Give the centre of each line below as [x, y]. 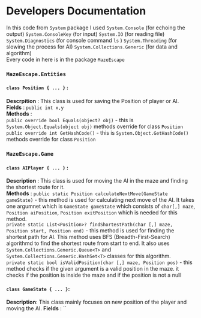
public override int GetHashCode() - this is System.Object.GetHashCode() [97, 133]
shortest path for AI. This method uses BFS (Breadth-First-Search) [88, 237]
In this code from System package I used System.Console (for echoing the [96, 28]
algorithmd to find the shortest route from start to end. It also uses [88, 243]
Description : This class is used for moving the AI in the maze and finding [97, 181]
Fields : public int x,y [35, 107]
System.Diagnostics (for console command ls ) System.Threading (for [92, 40]
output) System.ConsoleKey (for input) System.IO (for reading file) [85, 34]
